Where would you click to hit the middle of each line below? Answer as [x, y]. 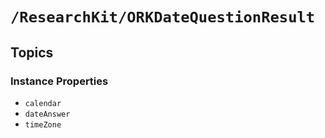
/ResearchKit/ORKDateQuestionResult [163, 17]
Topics [32, 52]
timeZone [43, 124]
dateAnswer [47, 114]
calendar [43, 103]
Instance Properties [59, 81]
